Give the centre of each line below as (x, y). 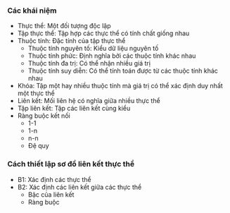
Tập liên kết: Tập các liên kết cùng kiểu (74, 109)
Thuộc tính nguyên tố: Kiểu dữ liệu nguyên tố (93, 49)
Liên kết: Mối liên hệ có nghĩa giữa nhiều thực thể (89, 101)
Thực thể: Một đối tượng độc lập (64, 26)
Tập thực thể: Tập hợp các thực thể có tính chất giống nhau (103, 33)
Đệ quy (38, 146)
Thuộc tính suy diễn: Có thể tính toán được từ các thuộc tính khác (123, 71)
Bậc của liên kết (51, 194)
